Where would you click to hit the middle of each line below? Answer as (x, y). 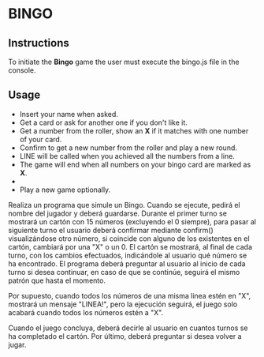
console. (22, 70)
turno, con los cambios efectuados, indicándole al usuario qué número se (128, 255)
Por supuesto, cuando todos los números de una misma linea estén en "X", (130, 295)
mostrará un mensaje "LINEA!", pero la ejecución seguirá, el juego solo (123, 304)
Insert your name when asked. (69, 114)
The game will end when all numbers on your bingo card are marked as (135, 164)
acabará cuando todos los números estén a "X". (86, 312)
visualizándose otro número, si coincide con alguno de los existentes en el (129, 239)
